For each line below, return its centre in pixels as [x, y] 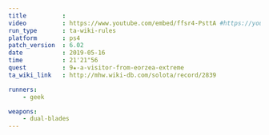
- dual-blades [46, 119]
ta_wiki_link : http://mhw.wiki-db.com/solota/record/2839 [112, 75]
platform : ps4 [44, 38]
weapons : [23, 111]
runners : [23, 89]
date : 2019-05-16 [57, 53]
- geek [34, 97]
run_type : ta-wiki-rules [62, 30]
